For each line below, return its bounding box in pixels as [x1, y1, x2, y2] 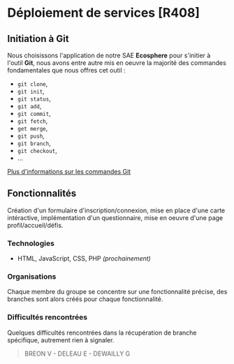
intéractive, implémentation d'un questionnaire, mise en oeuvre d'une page [7, 213, 224, 221]
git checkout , [17, 147, 57, 154]
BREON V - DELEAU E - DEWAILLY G [24, 349, 131, 358]
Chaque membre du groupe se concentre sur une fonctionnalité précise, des [7, 288, 228, 296]
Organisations [7, 272, 57, 282]
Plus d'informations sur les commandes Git [7, 168, 131, 175]
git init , [17, 87, 45, 95]
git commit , [17, 110, 51, 117]
